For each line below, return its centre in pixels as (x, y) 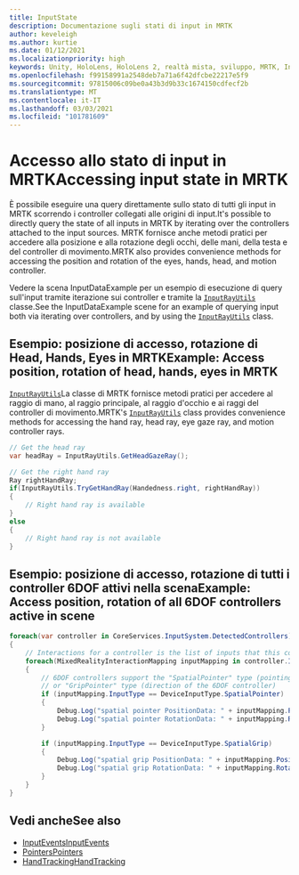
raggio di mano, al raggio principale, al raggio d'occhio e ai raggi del (134, 402)
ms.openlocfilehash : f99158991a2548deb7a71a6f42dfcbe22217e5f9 (129, 76)
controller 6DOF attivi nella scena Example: (130, 588)
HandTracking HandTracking (74, 861)
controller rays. (37, 431)
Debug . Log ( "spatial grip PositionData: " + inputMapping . (166, 760)
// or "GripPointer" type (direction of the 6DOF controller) (159, 686)
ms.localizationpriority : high (67, 59)
